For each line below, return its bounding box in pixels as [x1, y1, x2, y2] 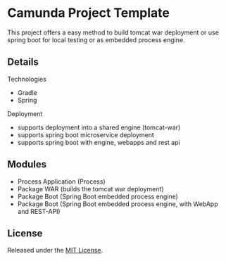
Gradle [17, 88, 37, 96]
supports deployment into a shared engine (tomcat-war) [17, 123, 181, 132]
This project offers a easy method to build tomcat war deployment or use [7, 28, 220, 37]
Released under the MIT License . [7, 246, 103, 255]
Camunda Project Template [7, 5, 170, 21]
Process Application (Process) [17, 177, 106, 186]
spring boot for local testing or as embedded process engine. [7, 35, 185, 44]
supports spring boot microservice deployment [17, 130, 155, 139]
